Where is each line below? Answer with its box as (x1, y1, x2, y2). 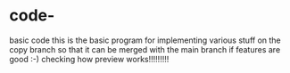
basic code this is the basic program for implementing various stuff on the (9, 35, 281, 45)
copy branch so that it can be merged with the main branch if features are (9, 44, 281, 54)
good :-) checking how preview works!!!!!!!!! (9, 53, 170, 64)
